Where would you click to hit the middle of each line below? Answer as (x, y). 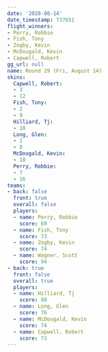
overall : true (33, 281)
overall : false (35, 205)
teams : (16, 186)
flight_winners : (30, 26)
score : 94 (33, 262)
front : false (32, 275)
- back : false (27, 192)
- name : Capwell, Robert (49, 332)
